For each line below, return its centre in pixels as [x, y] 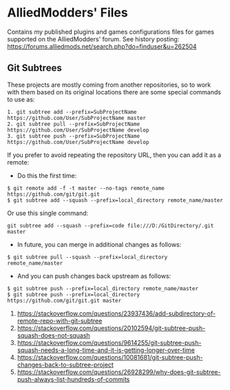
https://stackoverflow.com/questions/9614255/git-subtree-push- [109, 342]
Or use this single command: [48, 213]
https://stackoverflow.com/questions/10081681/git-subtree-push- [110, 357]
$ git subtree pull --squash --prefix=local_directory [87, 257]
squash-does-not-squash [54, 335]
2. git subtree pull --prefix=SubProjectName [73, 124]
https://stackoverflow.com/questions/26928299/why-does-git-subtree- [119, 372]
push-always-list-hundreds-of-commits [73, 379]
